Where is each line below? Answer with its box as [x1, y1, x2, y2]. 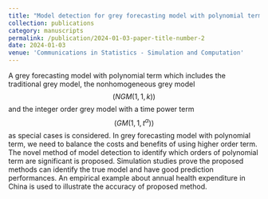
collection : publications [8, 19, 94, 27]
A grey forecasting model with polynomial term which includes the [8, 71, 226, 80]
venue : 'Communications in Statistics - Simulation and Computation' [8, 49, 245, 57]
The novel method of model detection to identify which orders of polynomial [8, 147, 258, 157]
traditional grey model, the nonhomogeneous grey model [8, 79, 195, 89]
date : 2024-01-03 [8, 42, 66, 50]
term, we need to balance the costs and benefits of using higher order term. [8, 139, 258, 149]
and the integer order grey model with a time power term [8, 105, 195, 113]
